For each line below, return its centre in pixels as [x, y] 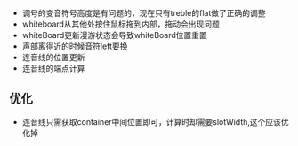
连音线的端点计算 [53, 68]
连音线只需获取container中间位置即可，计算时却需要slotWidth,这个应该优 [155, 121]
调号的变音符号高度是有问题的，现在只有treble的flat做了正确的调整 [144, 13]
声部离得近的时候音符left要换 [75, 46]
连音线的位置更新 [53, 57]
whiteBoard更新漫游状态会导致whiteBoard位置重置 [114, 35]
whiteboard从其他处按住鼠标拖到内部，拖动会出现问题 [121, 24]
